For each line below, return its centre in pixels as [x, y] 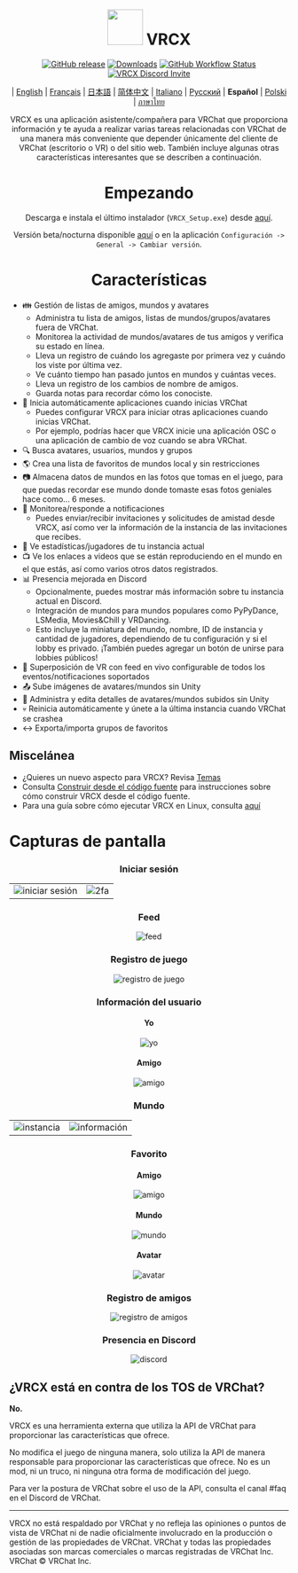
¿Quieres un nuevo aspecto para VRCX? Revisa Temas [122, 777]
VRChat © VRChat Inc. [50, 1561]
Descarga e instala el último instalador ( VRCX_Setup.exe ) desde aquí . [149, 217]
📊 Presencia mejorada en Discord [84, 579]
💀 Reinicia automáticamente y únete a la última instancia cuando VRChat [154, 708]
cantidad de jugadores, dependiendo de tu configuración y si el [151, 638]
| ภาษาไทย [149, 101]
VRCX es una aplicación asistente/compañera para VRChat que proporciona [149, 119]
